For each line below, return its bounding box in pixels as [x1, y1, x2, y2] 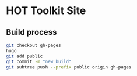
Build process [6, 27, 57, 37]
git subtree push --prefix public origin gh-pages [6, 64, 132, 70]
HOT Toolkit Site [6, 4, 86, 17]
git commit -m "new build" [6, 59, 72, 64]
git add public [6, 53, 43, 59]
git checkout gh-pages [6, 42, 61, 48]
